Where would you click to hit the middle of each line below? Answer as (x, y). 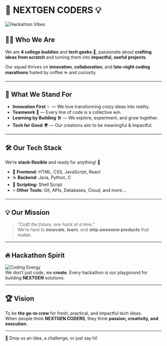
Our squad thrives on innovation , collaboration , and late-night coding (78, 67)
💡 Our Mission (27, 213)
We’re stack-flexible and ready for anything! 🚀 (53, 162)
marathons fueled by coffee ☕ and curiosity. (51, 72)
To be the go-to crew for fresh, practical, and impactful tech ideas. (74, 313)
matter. (25, 235)
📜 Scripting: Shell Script (37, 185)
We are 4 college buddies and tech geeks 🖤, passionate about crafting (78, 52)
